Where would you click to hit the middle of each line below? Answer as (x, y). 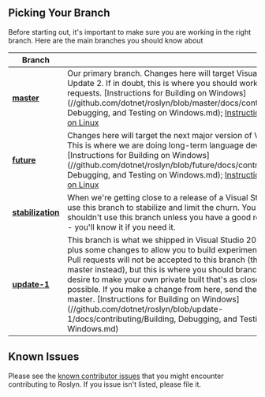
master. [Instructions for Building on (133, 299)
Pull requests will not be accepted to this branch (156, 260)
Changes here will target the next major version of (159, 135)
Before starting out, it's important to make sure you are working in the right (130, 32)
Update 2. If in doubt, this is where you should (152, 83)
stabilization (36, 212)
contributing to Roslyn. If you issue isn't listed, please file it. (105, 384)
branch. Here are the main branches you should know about (106, 40)
